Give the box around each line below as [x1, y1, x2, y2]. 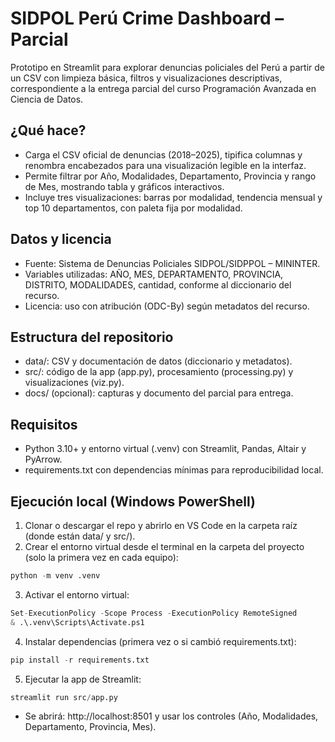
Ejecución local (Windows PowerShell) [10, 493, 256, 510]
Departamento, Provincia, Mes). [24, 721, 157, 733]
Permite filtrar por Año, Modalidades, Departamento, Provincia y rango [24, 170, 317, 182]
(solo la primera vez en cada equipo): [24, 552, 179, 563]
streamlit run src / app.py [10, 692, 118, 702]
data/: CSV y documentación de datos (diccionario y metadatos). [24, 355, 293, 367]
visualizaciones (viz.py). [24, 377, 125, 389]
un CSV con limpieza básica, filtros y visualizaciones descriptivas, [10, 72, 283, 84]
